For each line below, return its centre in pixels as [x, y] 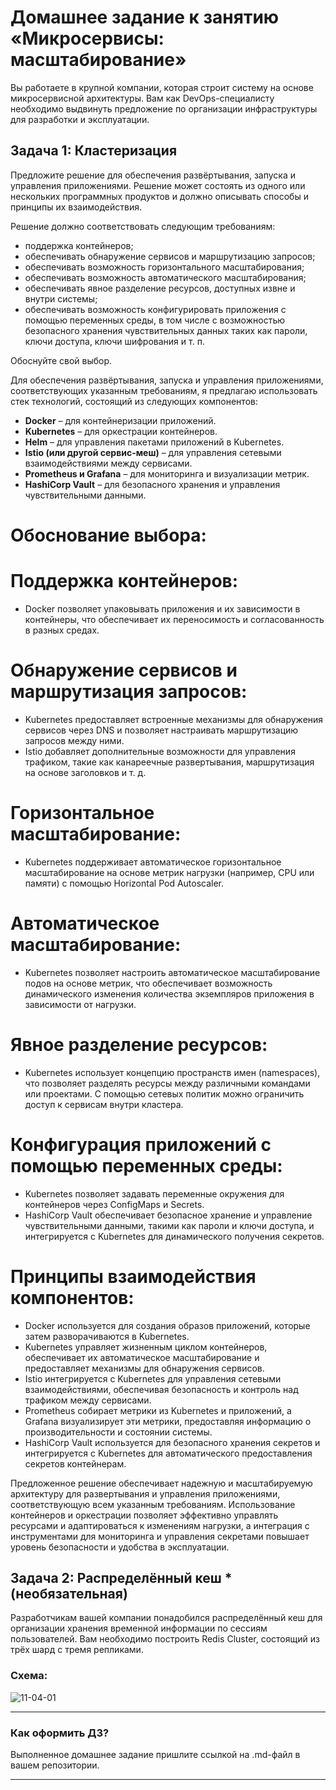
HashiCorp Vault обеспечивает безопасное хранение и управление [168, 1215]
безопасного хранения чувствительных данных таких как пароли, [166, 330]
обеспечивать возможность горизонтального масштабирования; [164, 267]
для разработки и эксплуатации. [80, 119]
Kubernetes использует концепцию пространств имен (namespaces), [172, 1072]
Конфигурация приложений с [141, 1144]
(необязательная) [69, 1593]
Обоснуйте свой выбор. [61, 360]
